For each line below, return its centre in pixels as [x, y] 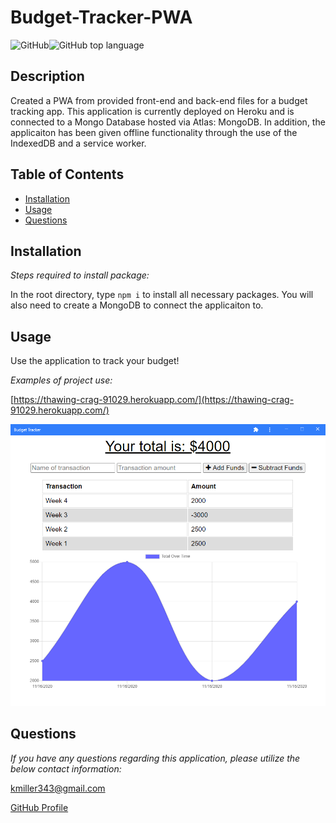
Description [47, 76]
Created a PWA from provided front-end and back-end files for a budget [159, 100]
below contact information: [66, 768]
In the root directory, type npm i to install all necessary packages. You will [162, 295]
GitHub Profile [39, 807]
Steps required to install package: [80, 275]
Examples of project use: [61, 380]
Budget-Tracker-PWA [101, 17]
